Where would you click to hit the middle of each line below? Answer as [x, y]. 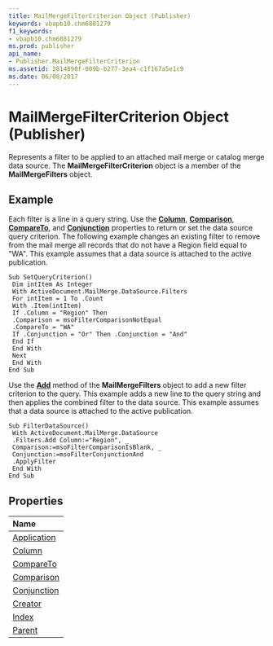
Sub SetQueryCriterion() [51, 278]
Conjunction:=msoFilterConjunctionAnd [78, 455]
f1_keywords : [31, 31]
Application [34, 538]
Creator [27, 604]
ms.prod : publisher [42, 46]
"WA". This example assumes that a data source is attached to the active [130, 254]
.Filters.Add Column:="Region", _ [70, 441]
